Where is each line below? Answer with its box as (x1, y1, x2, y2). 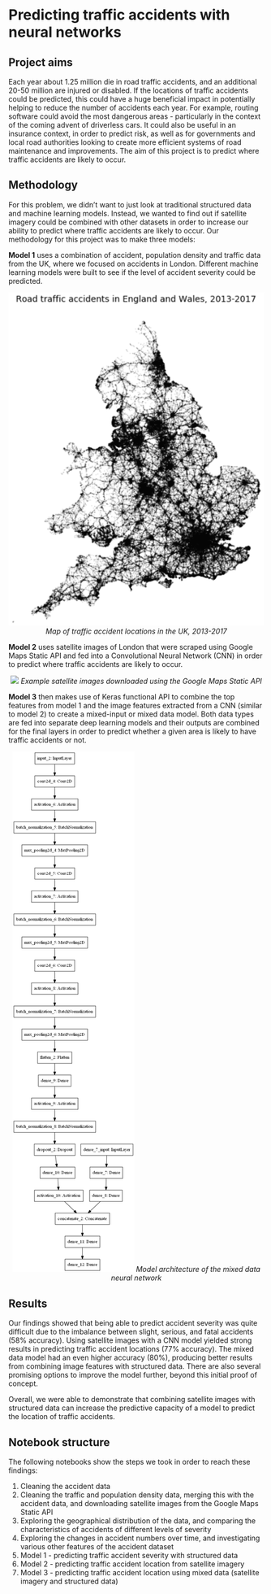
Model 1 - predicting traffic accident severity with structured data (19, 1551, 239, 1561)
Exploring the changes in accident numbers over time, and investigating (19, 1533, 260, 1543)
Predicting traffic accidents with (8, 6, 230, 24)
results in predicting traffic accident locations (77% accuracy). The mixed (8, 1344, 254, 1354)
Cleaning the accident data (19, 1482, 111, 1492)
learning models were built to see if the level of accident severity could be (8, 267, 256, 277)
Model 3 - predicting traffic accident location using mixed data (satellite (19, 1568, 260, 1578)
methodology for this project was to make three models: (8, 234, 196, 244)
